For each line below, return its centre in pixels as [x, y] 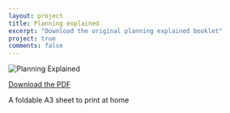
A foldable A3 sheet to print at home [69, 100]
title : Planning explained [54, 23]
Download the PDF [40, 85]
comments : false [36, 46]
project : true [32, 38]
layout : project [36, 16]
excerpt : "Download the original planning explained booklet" [115, 31]
